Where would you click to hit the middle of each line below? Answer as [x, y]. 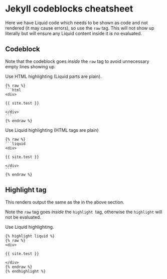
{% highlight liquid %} [30, 236]
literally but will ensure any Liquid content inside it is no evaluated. [73, 33]
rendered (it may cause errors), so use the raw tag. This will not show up [80, 28]
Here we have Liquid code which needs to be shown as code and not [76, 23]
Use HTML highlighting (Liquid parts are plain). [53, 76]
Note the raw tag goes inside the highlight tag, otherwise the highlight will [84, 212]
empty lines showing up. [31, 66]
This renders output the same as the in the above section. [65, 202]
